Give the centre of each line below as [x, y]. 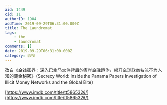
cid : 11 [13, 14]
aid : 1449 [15, 10]
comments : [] [19, 46]
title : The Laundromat [29, 28]
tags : [11, 33]
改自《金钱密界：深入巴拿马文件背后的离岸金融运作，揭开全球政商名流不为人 [83, 70]
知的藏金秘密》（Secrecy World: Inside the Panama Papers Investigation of [81, 76]
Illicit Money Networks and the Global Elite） [50, 82]
